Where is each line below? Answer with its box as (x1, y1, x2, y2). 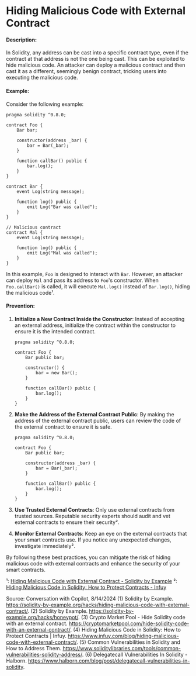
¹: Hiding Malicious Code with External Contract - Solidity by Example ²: (6, 577, 178, 584)
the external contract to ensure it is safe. (14, 423, 112, 430)
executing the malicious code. (6, 74, 78, 81)
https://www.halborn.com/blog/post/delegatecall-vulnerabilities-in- (28, 657, 190, 664)
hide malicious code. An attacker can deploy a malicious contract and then (6, 61, 185, 68)
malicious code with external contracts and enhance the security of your (6, 560, 181, 567)
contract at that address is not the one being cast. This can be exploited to (6, 56, 185, 63)
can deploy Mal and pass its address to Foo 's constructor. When (6, 277, 159, 284)
